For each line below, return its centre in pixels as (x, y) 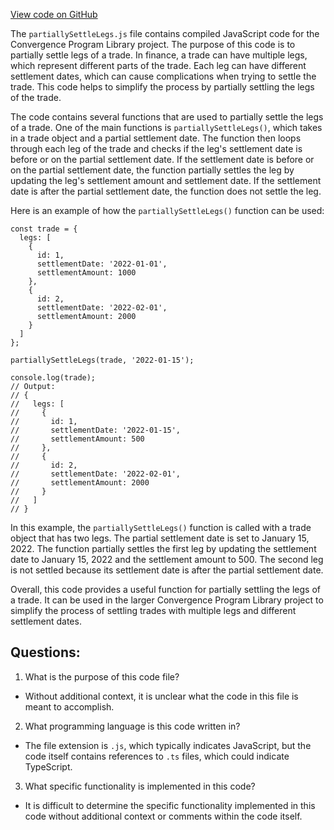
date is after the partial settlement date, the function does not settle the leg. (166, 191)
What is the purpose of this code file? (102, 676)
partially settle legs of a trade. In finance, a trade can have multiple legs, (159, 55)
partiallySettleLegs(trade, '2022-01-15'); (102, 360)
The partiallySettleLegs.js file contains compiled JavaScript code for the (165, 33)
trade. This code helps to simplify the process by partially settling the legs (162, 87)
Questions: (45, 652)
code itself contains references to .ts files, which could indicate (157, 756)
